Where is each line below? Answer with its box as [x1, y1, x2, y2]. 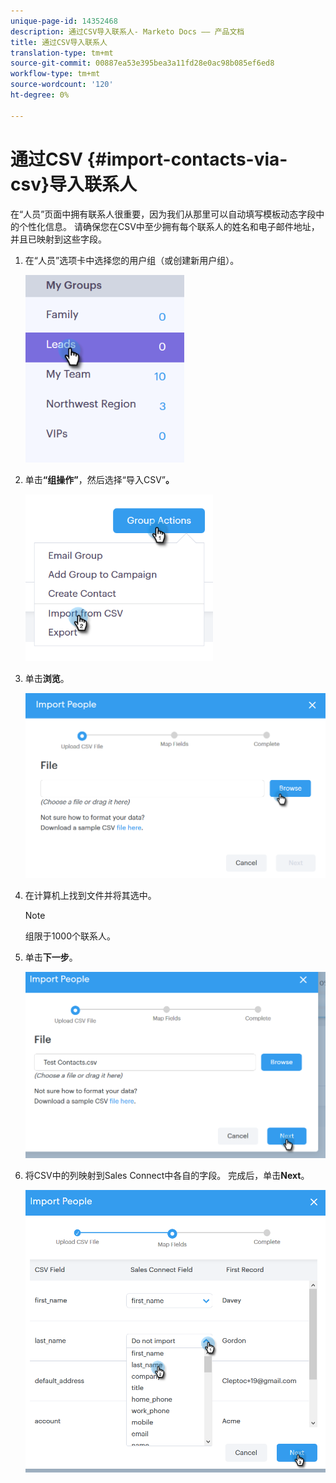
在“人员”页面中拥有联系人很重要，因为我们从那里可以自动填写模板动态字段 [10, 208, 317, 220]
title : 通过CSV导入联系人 [10, 37, 108, 47]
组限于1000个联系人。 [24, 930, 116, 942]
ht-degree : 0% [10, 90, 70, 100]
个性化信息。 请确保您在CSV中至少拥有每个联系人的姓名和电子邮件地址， [18, 220, 320, 232]
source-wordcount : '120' [10, 80, 114, 90]
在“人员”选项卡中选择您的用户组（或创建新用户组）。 [24, 254, 240, 266]
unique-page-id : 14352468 [10, 16, 118, 26]
